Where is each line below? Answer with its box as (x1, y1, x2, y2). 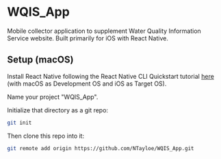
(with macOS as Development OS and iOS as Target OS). (7, 79, 167, 88)
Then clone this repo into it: (7, 132, 84, 140)
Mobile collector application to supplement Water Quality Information (7, 27, 202, 35)
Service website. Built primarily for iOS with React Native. (7, 34, 169, 42)
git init (7, 119, 32, 126)
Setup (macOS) (7, 54, 74, 66)
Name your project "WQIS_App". (7, 93, 99, 101)
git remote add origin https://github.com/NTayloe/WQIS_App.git (7, 145, 194, 151)
